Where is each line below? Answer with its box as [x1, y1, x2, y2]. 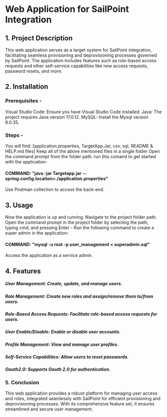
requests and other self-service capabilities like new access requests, [5, 63, 149, 69]
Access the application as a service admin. [5, 252, 93, 258]
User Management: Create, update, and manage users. [5, 281, 123, 287]
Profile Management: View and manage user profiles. [5, 341, 119, 347]
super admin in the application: [5, 230, 69, 236]
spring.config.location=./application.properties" [5, 175, 108, 181]
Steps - [5, 132, 23, 139]
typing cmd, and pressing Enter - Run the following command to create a [5, 225, 154, 231]
